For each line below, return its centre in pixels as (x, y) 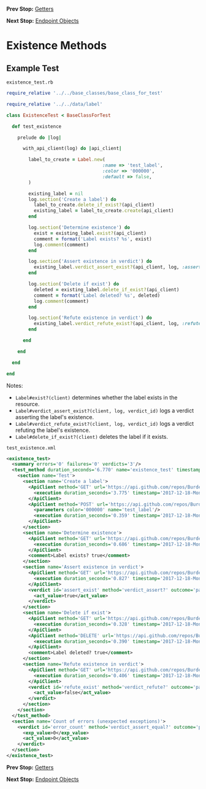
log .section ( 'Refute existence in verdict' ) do (90, 318)
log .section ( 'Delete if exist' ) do (74, 284)
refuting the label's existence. (53, 430)
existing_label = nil (56, 194)
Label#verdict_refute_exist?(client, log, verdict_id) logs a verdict (105, 423)
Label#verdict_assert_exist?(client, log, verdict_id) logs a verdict (105, 410)
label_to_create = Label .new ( (67, 160)
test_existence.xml (31, 448)
